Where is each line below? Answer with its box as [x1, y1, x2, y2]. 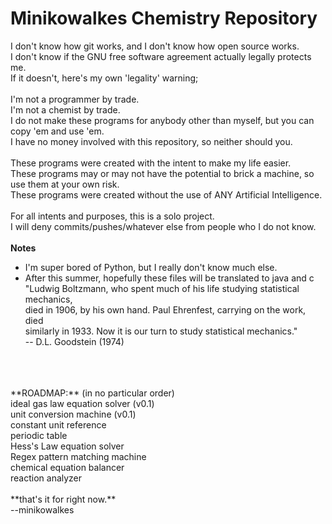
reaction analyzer [10, 472, 83, 484]
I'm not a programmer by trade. [10, 93, 140, 105]
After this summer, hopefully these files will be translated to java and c [24, 272, 315, 284]
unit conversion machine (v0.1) [10, 408, 137, 420]
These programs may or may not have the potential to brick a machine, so [10, 167, 315, 179]
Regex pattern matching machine [10, 450, 147, 462]
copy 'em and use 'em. [10, 125, 105, 137]
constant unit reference [10, 418, 107, 431]
